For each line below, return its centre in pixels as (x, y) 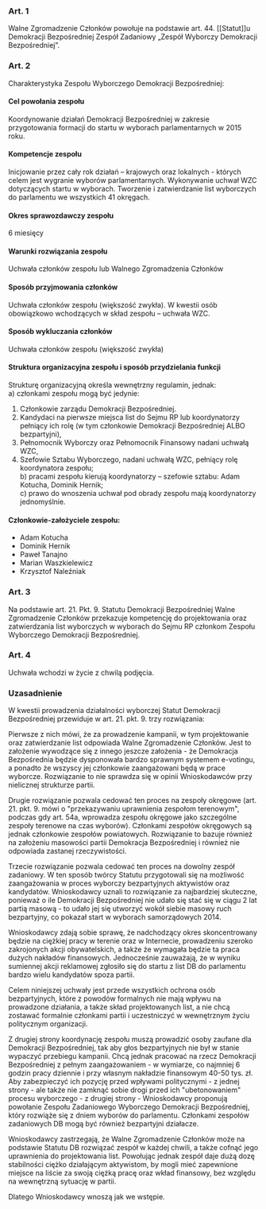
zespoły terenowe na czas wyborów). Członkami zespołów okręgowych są (130, 826)
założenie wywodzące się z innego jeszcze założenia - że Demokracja (123, 751)
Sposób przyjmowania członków (63, 287)
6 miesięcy (26, 233)
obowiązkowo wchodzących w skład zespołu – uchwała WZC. (109, 313)
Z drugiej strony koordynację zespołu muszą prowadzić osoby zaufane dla (130, 1040)
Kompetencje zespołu (45, 154)
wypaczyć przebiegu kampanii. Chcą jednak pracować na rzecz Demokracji (132, 1056)
